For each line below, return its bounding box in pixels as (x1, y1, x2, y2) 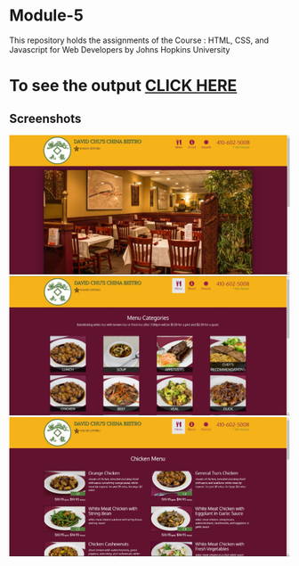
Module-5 (9, 5, 85, 26)
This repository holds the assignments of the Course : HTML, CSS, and (9, 35, 270, 45)
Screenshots (9, 111, 82, 126)
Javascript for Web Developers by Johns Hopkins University (9, 44, 230, 54)
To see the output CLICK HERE (9, 76, 238, 96)
